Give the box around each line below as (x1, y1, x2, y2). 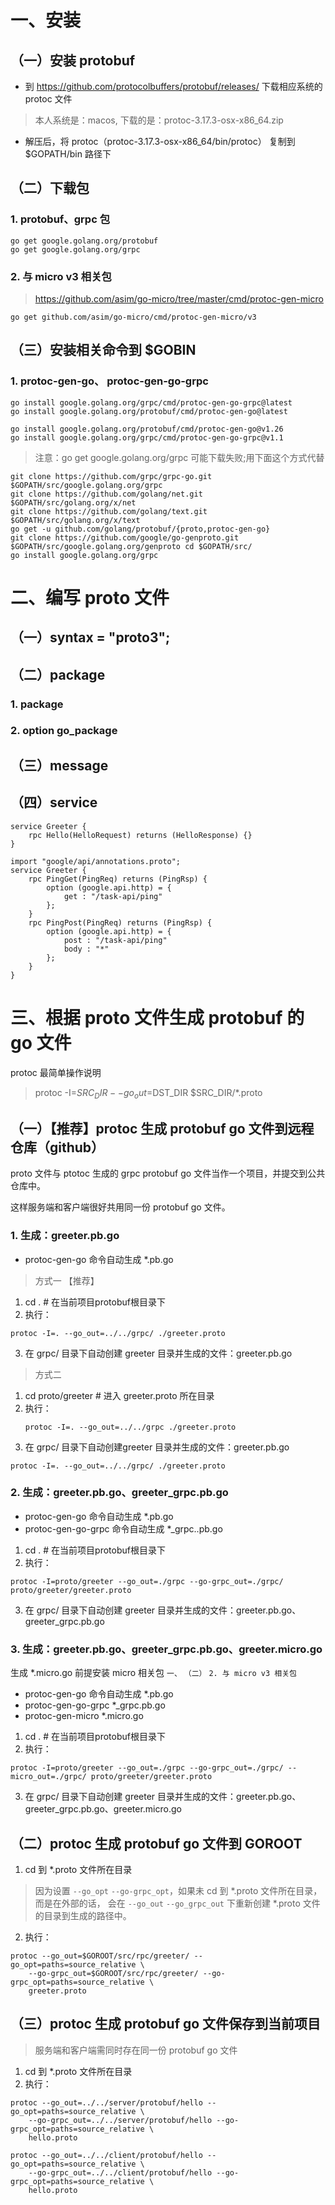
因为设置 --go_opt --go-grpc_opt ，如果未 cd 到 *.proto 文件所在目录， (34, 1884, 323, 1896)
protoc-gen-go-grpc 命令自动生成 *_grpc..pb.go (24, 1522, 223, 1535)
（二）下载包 (10, 180, 90, 197)
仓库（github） (10, 1139, 105, 1156)
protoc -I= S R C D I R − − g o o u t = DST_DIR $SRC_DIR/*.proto (34, 1086, 263, 1101)
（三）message (10, 757, 109, 774)
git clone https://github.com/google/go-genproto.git (10, 532, 240, 543)
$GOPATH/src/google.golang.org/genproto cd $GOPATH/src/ (10, 541, 253, 551)
